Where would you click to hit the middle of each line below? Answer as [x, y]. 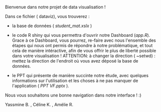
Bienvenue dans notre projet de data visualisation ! [55, 7]
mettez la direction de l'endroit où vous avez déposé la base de [75, 61]
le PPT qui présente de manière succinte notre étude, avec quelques [80, 75]
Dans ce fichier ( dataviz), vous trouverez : [47, 16]
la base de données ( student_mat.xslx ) [52, 26]
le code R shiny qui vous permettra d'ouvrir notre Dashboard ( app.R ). [81, 35]
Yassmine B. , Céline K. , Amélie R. [39, 104]
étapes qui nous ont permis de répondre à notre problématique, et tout [82, 45]
